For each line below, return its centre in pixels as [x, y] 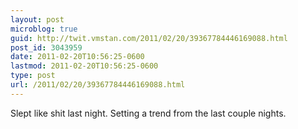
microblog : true [44, 29]
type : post [33, 76]
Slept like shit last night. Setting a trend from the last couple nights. [148, 113]
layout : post [37, 19]
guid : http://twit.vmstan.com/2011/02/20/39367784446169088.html [149, 38]
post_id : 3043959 [46, 47]
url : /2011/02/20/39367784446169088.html [98, 85]
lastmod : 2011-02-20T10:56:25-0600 [84, 66]
